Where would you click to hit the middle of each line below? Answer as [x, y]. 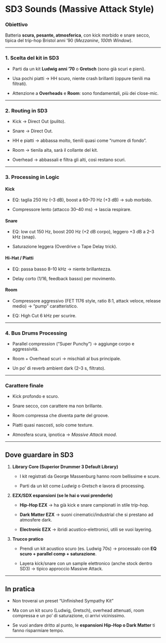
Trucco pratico [28, 539]
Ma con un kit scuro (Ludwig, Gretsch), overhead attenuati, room [78, 610]
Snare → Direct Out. [33, 131]
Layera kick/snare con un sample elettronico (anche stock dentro [86, 563]
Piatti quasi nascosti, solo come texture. [53, 425]
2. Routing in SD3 [26, 111]
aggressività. [25, 349]
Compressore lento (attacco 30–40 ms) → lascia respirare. [72, 210]
